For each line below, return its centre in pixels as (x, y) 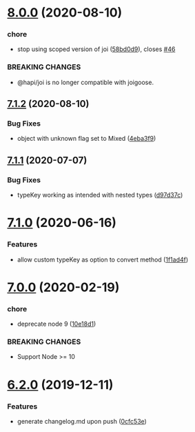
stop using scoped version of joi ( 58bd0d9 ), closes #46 (96, 49)
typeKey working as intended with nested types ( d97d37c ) (100, 195)
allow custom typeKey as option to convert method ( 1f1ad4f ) (103, 259)
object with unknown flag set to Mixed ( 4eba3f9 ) (86, 139)
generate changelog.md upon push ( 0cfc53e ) (82, 421)
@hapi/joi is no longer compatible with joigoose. (85, 82)
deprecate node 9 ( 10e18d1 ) (57, 324)
